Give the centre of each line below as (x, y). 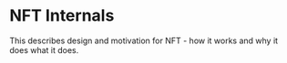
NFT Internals (62, 16)
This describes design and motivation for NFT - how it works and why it (144, 40)
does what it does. (44, 49)
